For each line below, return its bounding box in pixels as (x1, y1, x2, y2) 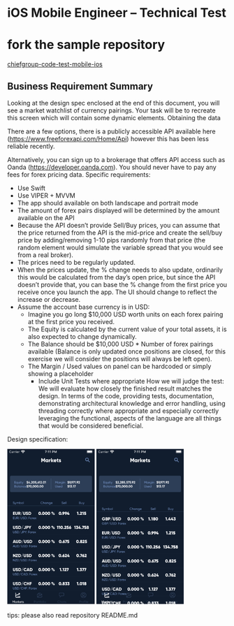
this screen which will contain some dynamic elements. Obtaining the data (7, 113, 221, 122)
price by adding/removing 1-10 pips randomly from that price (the (17, 235, 206, 244)
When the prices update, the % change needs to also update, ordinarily (17, 265, 224, 274)
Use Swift (17, 184, 45, 192)
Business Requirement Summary (7, 80, 154, 92)
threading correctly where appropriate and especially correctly (38, 407, 219, 415)
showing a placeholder (27, 369, 94, 378)
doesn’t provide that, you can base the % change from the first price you (17, 280, 228, 289)
